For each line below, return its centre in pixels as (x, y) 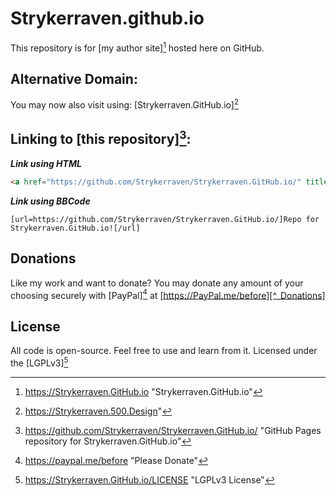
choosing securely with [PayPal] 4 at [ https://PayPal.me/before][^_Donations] (168, 294)
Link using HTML (46, 163)
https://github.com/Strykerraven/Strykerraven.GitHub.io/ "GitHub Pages (173, 430)
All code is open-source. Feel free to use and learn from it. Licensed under (164, 351)
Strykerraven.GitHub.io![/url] (75, 228)
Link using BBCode (50, 201)
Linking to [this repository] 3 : (101, 138)
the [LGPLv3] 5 (39, 362)
